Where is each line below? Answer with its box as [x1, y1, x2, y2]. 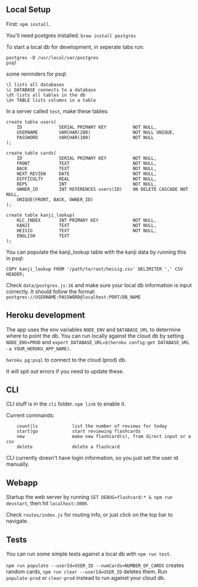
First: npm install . [6, 20, 51, 27]
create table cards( [6, 150, 57, 156]
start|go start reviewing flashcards [16, 429, 141, 434]
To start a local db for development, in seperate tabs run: [6, 43, 144, 50]
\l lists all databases [6, 82, 65, 87]
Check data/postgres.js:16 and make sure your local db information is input [6, 281, 192, 288]
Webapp [6, 478, 38, 488]
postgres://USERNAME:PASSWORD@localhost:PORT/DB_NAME [6, 294, 141, 300]
